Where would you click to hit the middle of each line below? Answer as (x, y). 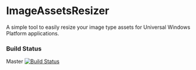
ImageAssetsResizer (58, 11)
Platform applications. (33, 33)
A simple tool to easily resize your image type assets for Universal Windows (98, 27)
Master (15, 61)
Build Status (24, 48)
